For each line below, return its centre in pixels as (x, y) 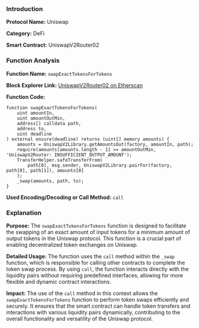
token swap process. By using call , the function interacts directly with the (98, 269)
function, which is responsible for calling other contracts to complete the (96, 262)
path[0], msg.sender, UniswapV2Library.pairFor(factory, (100, 165)
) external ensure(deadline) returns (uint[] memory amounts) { (88, 139)
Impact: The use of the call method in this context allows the (82, 293)
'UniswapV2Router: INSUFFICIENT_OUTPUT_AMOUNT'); (69, 155)
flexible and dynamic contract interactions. (59, 281)
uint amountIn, (36, 113)
